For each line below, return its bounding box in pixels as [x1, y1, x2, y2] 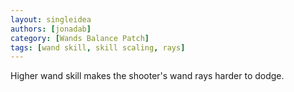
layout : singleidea [10, 14, 92, 25]
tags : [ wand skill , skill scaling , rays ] [10, 42, 186, 53]
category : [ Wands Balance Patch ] [10, 33, 150, 43]
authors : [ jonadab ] [10, 24, 92, 34]
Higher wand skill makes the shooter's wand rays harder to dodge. [10, 70, 285, 82]
